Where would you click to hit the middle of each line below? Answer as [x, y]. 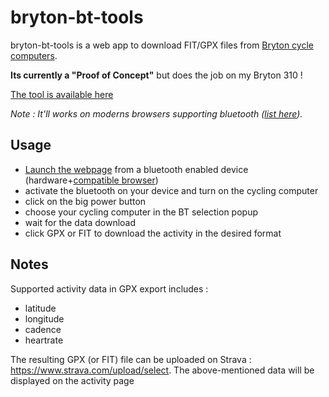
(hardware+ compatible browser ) [91, 180]
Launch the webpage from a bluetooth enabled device [136, 169]
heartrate [44, 340]
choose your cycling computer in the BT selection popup [141, 212]
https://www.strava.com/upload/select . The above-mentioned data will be [162, 370]
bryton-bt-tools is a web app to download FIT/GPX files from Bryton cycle [162, 45]
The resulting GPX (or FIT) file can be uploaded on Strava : [131, 359]
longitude [44, 318]
